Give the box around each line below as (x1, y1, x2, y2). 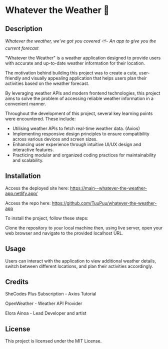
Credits (5, 277, 29, 286)
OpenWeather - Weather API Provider (5, 300, 82, 306)
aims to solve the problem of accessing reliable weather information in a (5, 95, 154, 101)
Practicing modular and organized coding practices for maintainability (12, 152, 156, 158)
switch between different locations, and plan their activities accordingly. (5, 263, 153, 269)
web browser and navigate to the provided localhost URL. (5, 230, 123, 236)
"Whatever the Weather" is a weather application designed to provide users (5, 55, 161, 60)
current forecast (5, 45, 39, 51)
